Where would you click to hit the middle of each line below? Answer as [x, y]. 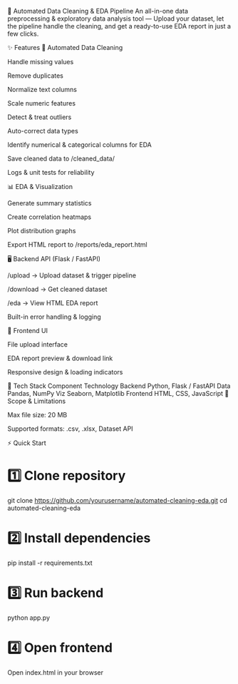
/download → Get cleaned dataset [57, 289]
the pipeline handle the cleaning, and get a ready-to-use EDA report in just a [119, 26]
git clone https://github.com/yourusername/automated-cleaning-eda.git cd [117, 500]
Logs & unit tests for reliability [51, 172]
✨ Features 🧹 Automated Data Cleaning [65, 47]
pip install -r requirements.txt [50, 563]
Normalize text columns [42, 90]
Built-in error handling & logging [54, 317]
